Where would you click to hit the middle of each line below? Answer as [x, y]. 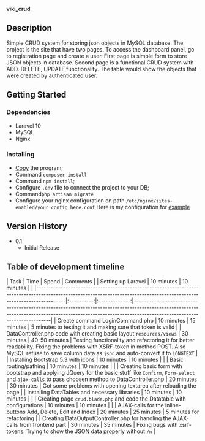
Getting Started [36, 95]
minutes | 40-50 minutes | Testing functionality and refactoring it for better [100, 340]
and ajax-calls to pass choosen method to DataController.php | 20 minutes [102, 379]
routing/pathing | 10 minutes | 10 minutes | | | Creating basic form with [94, 366]
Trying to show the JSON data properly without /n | [91, 431]
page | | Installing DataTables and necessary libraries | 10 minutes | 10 [94, 393]
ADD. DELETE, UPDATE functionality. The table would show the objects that [102, 69]
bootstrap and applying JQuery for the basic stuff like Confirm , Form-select [101, 373]
